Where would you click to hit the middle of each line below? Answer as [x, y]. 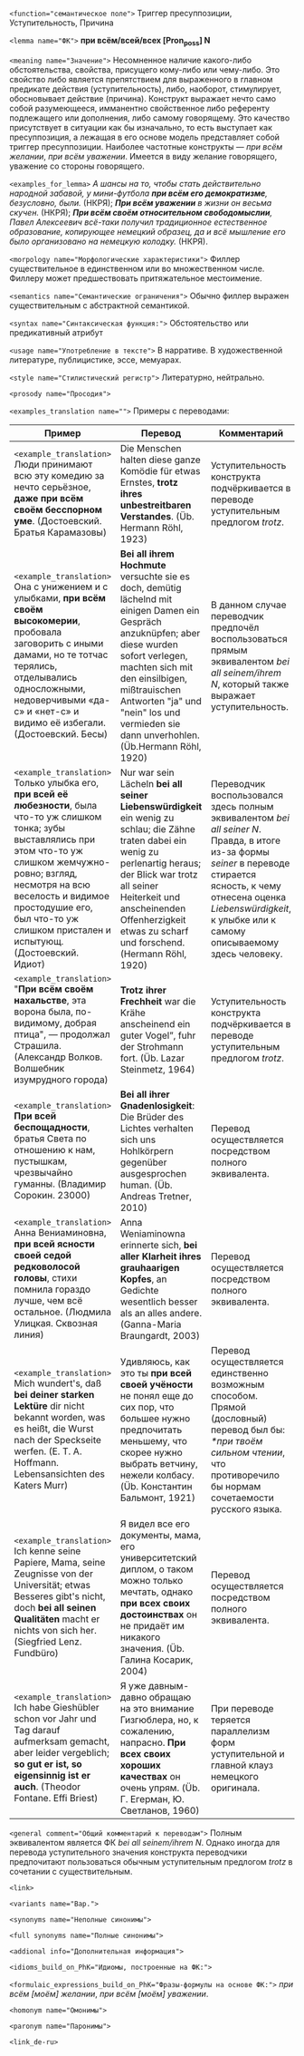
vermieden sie [150, 723]
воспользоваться [249, 638]
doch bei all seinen [55, 1607]
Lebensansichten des [60, 1474]
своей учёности [157, 1384]
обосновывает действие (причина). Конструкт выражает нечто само [143, 98]
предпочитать [151, 1430]
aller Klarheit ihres [161, 1256]
